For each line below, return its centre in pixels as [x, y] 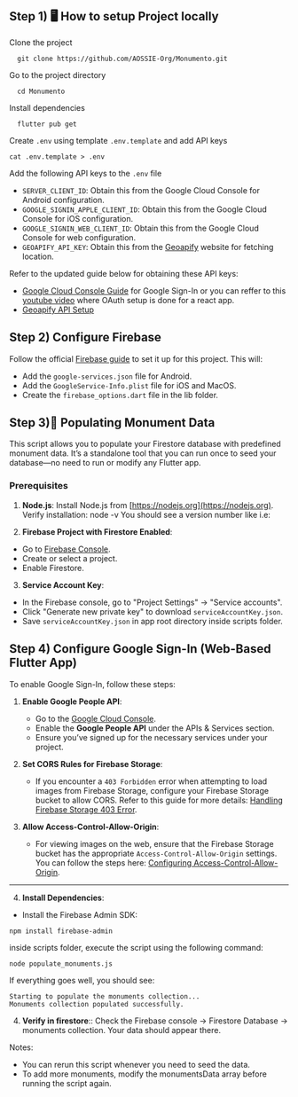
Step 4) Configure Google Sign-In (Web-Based [140, 649]
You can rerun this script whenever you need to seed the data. [136, 1064]
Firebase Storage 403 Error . [86, 809]
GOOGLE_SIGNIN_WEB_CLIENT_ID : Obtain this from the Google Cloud [140, 228]
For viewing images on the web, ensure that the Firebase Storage [154, 843]
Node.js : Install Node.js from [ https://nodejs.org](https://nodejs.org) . [148, 505]
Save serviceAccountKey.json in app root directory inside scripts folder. [153, 621]
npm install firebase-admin [61, 931]
